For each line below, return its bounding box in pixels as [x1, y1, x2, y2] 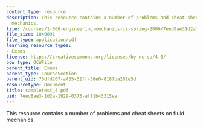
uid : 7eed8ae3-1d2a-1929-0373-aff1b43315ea [6, 93, 118, 99]
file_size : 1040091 [6, 31, 56, 37]
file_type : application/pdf [6, 37, 77, 43]
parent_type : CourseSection [6, 71, 77, 77]
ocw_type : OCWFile [6, 59, 53, 65]
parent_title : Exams [6, 65, 59, 71]
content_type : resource [6, 8, 66, 15]
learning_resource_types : [6, 43, 71, 49]
